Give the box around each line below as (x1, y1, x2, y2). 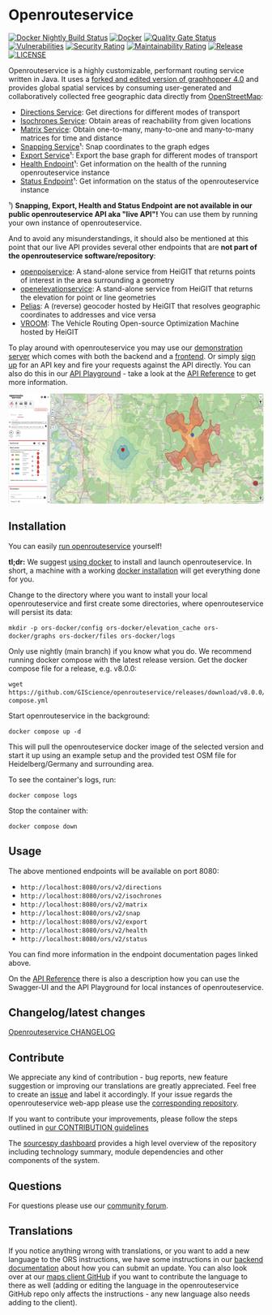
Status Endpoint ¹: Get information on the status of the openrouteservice (19, 176, 259, 186)
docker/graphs (8, 632, 57, 640)
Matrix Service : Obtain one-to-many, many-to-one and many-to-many (19, 124, 254, 134)
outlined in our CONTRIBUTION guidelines (8, 1123, 149, 1132)
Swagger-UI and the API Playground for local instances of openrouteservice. (8, 982, 264, 992)
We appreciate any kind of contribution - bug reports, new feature (8, 1072, 228, 1082)
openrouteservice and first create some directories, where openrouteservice (8, 599, 264, 608)
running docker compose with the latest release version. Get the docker (8, 655, 248, 664)
